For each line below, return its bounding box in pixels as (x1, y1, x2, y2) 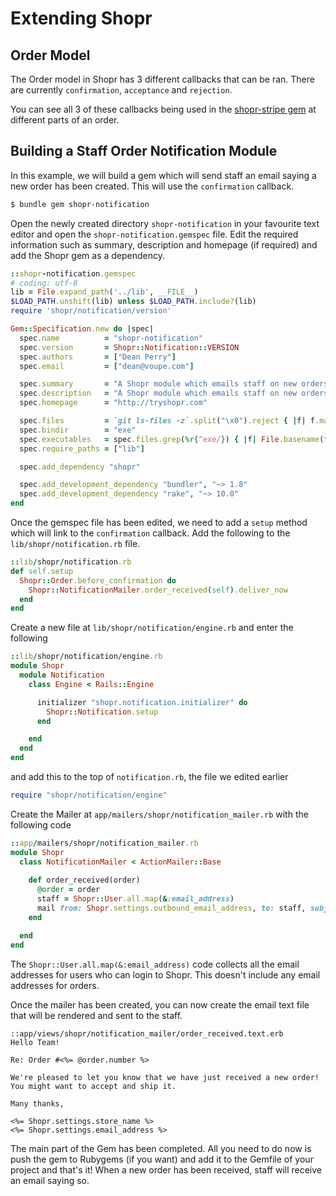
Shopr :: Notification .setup (46, 707, 159, 717)
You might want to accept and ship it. (10, 1081, 177, 1091)
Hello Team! (10, 1037, 60, 1047)
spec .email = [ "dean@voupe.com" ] (19, 361, 195, 371)
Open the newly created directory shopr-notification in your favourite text (10, 217, 320, 229)
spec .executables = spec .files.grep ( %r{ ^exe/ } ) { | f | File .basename (19, 434, 320, 444)
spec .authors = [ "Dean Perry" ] (19, 352, 177, 362)
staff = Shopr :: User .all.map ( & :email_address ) (36, 894, 235, 904)
